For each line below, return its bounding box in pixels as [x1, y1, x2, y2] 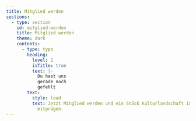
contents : [16, 41, 41, 47]
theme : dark [16, 35, 45, 41]
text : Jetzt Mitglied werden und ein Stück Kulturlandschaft [32, 100, 184, 106]
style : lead [32, 95, 61, 101]
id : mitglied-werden [16, 24, 66, 31]
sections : [6, 14, 30, 20]
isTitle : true [32, 62, 66, 69]
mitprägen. [37, 106, 64, 112]
